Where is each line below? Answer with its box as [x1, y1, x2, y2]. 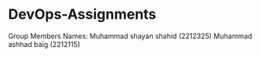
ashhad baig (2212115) [8, 39, 80, 48]
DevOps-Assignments [8, 5, 157, 23]
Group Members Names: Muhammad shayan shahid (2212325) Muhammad [8, 31, 253, 41]
